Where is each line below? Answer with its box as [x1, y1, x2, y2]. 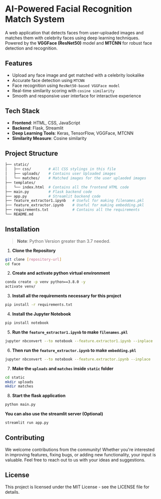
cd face [5, 261, 21, 266]
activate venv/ [5, 284, 36, 289]
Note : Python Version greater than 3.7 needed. [16, 238, 111, 244]
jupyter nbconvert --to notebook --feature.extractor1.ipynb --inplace [5, 338, 153, 343]
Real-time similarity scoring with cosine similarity [12, 87, 115, 93]
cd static [5, 375, 25, 380]
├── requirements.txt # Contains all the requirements [5, 207, 140, 212]
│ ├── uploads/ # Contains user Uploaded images [5, 171, 116, 176]
